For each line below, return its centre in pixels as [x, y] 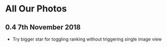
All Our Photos [36, 9]
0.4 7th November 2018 [43, 27]
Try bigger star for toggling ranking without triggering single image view [87, 39]
